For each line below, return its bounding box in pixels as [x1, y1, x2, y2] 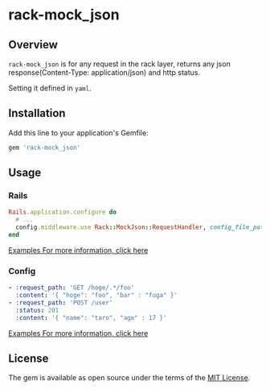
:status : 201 [15, 306, 59, 314]
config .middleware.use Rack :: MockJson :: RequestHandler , [15, 223, 207, 231]
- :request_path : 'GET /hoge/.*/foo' [8, 284, 135, 292]
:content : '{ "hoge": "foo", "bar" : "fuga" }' [15, 292, 178, 300]
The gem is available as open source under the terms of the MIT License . [8, 373, 251, 383]
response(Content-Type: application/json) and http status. [8, 68, 201, 77]
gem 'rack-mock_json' [8, 143, 81, 151]
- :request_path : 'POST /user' [8, 298, 113, 307]
